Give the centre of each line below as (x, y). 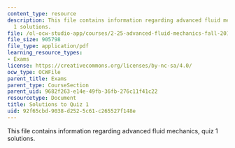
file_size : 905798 (34, 40)
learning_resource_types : (45, 53)
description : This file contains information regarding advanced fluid (114, 20)
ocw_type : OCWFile (34, 72)
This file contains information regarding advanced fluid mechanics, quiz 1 (113, 131)
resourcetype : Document (42, 98)
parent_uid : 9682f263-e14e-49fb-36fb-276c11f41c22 (83, 91)
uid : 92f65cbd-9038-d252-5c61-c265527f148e (72, 111)
